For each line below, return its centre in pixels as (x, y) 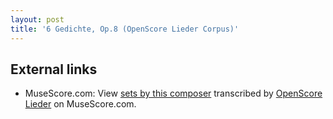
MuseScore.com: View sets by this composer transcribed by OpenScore (173, 93)
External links (54, 69)
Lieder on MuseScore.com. (80, 104)
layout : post (37, 19)
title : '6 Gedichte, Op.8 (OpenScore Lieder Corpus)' (125, 29)
